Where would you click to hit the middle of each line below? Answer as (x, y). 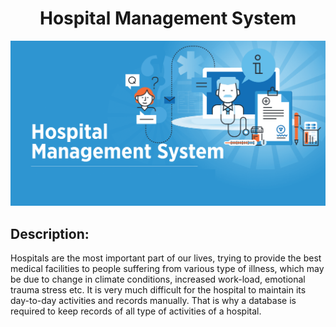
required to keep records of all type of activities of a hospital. (136, 311)
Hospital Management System (168, 18)
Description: (50, 233)
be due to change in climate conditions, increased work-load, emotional (158, 279)
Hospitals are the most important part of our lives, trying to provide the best (166, 258)
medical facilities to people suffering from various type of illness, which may (167, 269)
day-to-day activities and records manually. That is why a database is (153, 301)
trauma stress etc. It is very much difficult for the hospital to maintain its (158, 290)
